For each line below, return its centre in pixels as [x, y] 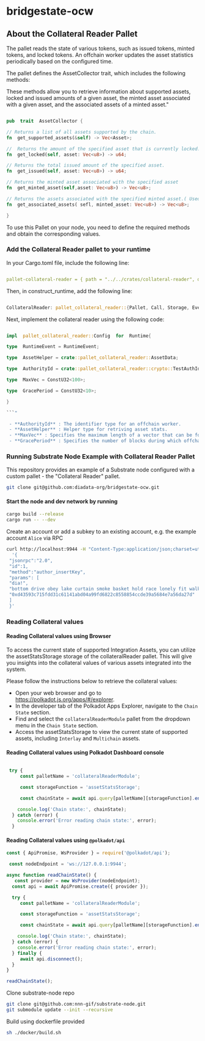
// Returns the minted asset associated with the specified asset [92, 182]
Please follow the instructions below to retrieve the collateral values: [92, 681]
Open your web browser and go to [58, 693]
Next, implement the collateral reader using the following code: [85, 319]
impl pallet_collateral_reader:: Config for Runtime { [79, 336]
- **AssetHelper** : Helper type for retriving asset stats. [88, 430]
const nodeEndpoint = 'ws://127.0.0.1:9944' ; [68, 864]
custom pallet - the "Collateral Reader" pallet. [63, 476]
